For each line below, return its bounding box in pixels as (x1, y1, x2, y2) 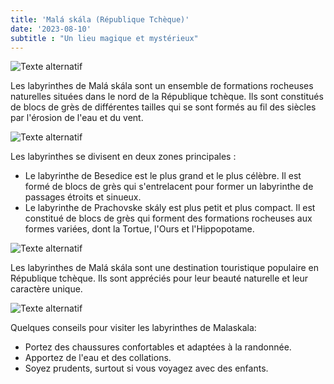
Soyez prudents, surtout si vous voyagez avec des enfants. (24, 362, 269, 375)
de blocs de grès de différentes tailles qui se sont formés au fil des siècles (10, 101, 317, 113)
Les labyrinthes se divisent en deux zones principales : (10, 151, 237, 163)
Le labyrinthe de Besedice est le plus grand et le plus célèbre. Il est (24, 170, 302, 182)
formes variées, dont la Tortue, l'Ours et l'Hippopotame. (24, 223, 255, 235)
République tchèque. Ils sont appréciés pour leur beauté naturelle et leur (10, 272, 309, 285)
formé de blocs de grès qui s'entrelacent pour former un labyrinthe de (24, 181, 314, 193)
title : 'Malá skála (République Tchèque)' (10, 14, 190, 25)
